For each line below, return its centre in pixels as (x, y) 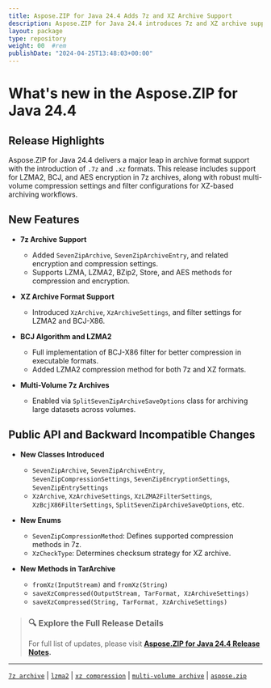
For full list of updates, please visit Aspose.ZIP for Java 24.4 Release (144, 643)
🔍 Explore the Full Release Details (96, 622)
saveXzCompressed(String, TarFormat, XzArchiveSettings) (130, 602)
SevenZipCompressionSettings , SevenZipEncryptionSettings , (131, 478)
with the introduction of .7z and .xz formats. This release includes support (132, 168)
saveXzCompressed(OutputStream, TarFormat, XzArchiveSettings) (141, 593)
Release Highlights (56, 140)
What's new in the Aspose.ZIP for (123, 93)
